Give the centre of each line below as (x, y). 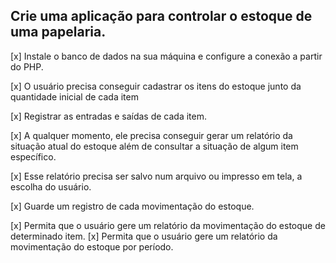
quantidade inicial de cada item (74, 96)
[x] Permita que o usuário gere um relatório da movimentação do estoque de (168, 225)
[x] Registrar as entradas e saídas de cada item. (108, 116)
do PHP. (27, 66)
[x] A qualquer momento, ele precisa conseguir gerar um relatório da (151, 135)
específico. (33, 156)
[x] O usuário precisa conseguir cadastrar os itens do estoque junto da (156, 86)
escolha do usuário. (51, 186)
